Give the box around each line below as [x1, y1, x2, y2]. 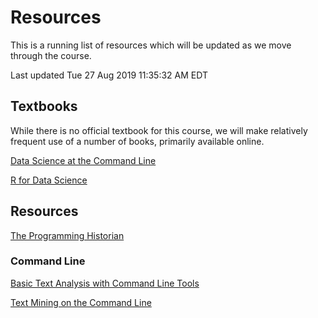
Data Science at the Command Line [10, 154, 157, 166]
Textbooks [10, 98, 78, 115]
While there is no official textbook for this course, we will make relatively [10, 124, 308, 136]
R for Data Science [10, 174, 88, 186]
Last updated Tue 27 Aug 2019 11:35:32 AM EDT [10, 69, 208, 81]
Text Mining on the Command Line [10, 296, 152, 308]
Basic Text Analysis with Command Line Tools [10, 277, 200, 289]
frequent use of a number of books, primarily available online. [10, 135, 265, 147]
